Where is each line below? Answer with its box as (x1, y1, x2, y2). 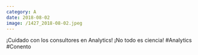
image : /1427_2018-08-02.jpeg (6, 20, 83, 26)
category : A (6, 8, 36, 15)
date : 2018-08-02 (6, 15, 50, 21)
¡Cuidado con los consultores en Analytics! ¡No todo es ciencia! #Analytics (6, 37, 193, 44)
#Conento (6, 43, 31, 50)
